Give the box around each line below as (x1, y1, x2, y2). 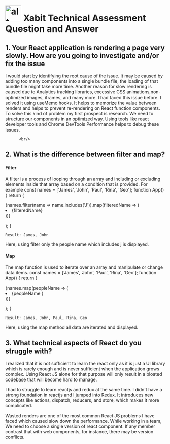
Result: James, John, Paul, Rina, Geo (5, 315, 87, 320)
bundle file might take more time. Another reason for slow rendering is (5, 84, 152, 89)
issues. (5, 127, 20, 133)
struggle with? (5, 347, 52, 356)
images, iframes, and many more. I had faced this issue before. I (27, 94, 161, 100)
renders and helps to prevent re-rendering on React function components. (5, 105, 161, 111)
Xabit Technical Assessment (23, 13, 146, 24)
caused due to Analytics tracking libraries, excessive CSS (5, 89, 126, 95)
